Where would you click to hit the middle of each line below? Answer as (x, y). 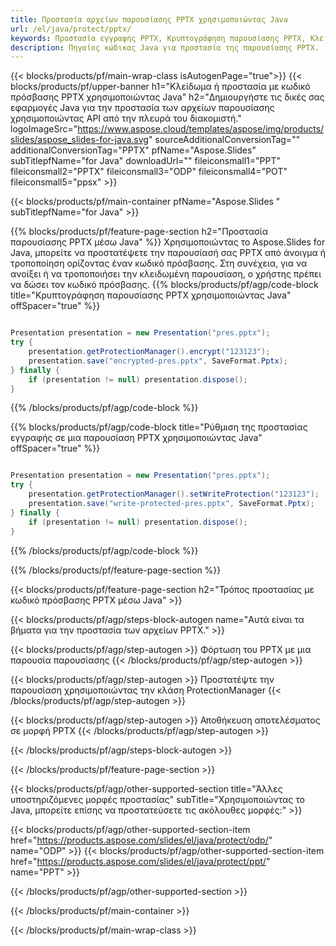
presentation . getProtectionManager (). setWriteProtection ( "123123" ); (174, 494)
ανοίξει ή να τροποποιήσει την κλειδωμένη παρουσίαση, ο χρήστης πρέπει (166, 274)
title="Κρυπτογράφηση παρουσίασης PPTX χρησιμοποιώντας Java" (151, 295)
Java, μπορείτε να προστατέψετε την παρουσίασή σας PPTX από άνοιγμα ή (168, 253)
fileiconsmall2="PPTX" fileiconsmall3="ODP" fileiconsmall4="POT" (149, 172)
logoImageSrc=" (44, 129)
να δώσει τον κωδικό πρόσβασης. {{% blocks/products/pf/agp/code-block (164, 285)
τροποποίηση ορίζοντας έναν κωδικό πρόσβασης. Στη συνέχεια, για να (159, 263)
